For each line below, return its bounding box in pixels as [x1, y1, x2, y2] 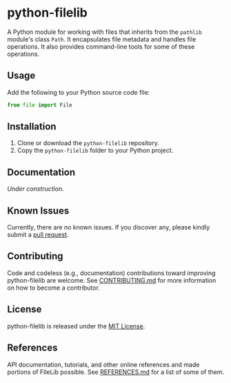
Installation [7, 121, 57, 133]
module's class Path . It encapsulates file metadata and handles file [7, 35, 197, 43]
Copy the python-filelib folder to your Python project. [17, 147, 174, 155]
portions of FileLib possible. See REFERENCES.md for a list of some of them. [7, 368, 225, 376]
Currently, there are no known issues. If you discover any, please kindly [7, 223, 210, 232]
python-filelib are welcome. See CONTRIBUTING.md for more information [7, 276, 217, 284]
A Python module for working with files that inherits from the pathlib [7, 28, 202, 36]
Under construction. [7, 185, 64, 193]
